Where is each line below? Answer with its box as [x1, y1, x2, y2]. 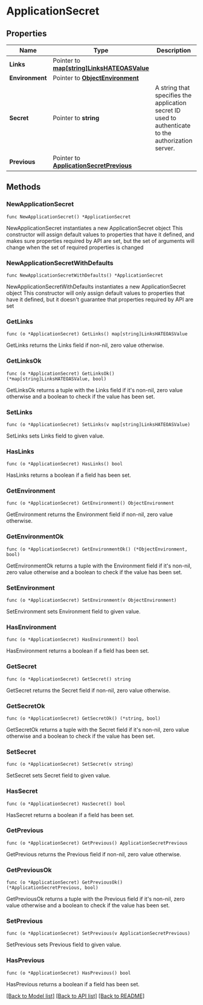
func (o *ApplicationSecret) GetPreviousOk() [6, 879, 123, 886]
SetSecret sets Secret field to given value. [6, 772, 111, 779]
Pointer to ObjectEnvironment [53, 74, 139, 82]
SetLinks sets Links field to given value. [6, 432, 105, 439]
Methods [6, 182, 41, 192]
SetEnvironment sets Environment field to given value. [6, 608, 141, 615]
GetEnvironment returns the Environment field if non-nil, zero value [6, 511, 173, 518]
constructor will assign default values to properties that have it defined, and [6, 231, 195, 238]
